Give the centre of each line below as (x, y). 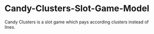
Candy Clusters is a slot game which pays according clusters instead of (77, 22)
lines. (10, 27)
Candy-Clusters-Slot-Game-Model (77, 8)
